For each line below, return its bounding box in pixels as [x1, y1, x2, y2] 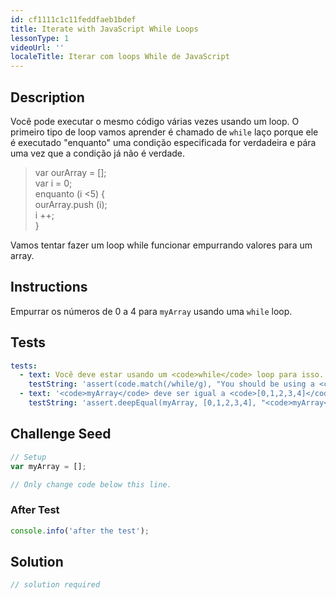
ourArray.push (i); [34, 198, 108, 210]
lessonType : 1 [10, 33, 70, 43]
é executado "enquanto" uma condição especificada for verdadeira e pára [10, 136, 317, 148]
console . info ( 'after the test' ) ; [10, 526, 150, 536]
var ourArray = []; [34, 166, 107, 178]
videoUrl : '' [10, 42, 65, 53]
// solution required [10, 580, 101, 590]
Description [10, 89, 85, 106]
